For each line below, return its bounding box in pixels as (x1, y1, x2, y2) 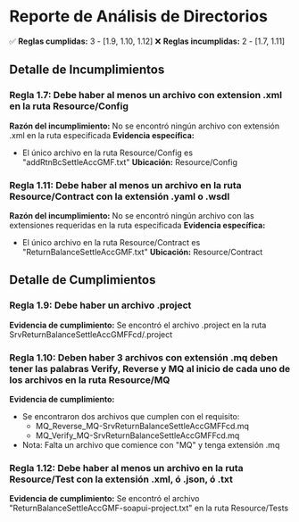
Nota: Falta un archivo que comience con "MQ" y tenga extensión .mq (21, 439, 280, 450)
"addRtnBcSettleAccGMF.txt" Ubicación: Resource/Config (21, 156, 238, 167)
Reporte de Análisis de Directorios (9, 6, 268, 27)
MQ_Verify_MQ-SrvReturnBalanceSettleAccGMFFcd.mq (35, 430, 240, 441)
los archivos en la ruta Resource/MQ (9, 373, 170, 385)
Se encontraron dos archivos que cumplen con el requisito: (21, 410, 240, 421)
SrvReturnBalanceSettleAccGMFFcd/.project (9, 328, 173, 340)
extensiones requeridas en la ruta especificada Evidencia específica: (9, 220, 266, 230)
